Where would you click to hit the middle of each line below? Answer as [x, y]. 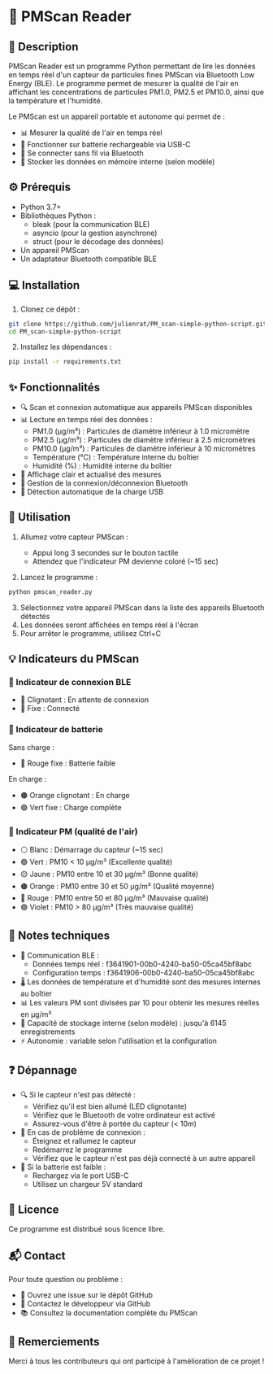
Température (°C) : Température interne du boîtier [116, 457]
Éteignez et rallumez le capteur [84, 1141]
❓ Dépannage [43, 1070]
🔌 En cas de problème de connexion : [83, 1132]
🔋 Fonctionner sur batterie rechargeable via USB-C [105, 144]
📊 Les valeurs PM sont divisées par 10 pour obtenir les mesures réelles [140, 1002]
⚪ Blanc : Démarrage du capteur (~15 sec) [92, 850]
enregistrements [48, 1032]
